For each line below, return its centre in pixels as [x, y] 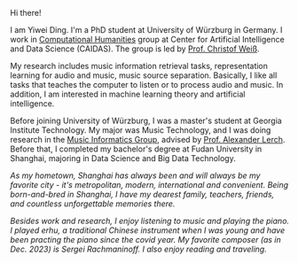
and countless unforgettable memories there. [93, 204]
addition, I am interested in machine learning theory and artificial [128, 94]
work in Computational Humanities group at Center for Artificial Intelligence [147, 39]
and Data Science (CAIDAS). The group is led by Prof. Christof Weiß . [135, 49]
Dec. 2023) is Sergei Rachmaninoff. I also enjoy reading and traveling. [138, 249]
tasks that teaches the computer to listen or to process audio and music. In [147, 85]
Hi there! [26, 13]
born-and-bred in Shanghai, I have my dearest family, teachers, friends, [142, 194]
